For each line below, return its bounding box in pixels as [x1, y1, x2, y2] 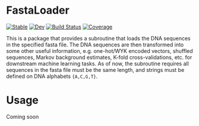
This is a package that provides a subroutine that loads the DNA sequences [6, 34, 191, 42]
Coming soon [6, 113, 39, 120]
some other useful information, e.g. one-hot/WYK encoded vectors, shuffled [6, 47, 193, 54]
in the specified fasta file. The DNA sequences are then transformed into [6, 41, 184, 48]
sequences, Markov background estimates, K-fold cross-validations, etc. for [6, 53, 192, 61]
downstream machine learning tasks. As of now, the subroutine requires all [6, 60, 189, 67]
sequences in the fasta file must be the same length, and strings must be [6, 66, 185, 73]
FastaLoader [6, 4, 70, 17]
